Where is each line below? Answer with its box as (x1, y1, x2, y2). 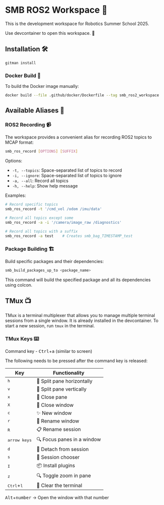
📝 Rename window (36, 417, 80, 424)
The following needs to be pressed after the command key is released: (5, 358, 148, 364)
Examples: (5, 192, 26, 198)
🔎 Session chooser (36, 453, 80, 460)
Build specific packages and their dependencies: (5, 258, 104, 264)
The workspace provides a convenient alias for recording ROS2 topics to (5, 134, 152, 140)
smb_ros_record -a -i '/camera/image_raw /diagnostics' (5, 220, 122, 225)
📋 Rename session (36, 425, 81, 432)
